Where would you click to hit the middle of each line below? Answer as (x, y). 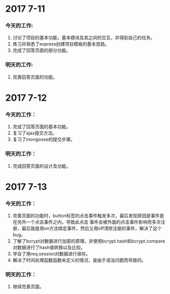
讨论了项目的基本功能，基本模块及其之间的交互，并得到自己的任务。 (84, 38)
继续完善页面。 (28, 287)
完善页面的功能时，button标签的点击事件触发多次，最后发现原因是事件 (86, 216)
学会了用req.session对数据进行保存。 (51, 254)
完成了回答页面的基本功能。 (42, 127)
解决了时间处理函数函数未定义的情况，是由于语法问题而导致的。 (79, 260)
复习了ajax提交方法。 (35, 133)
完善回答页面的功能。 (35, 77)
